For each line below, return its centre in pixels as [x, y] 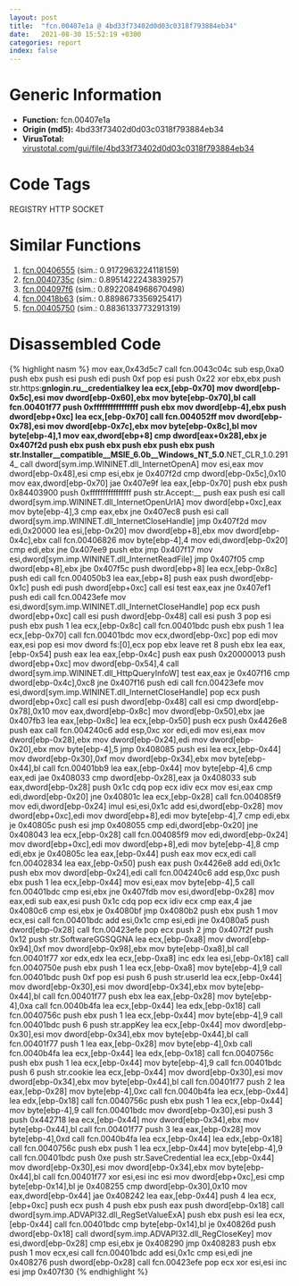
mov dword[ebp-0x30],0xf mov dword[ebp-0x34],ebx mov [118, 758]
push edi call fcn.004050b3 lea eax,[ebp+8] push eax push [119, 578]
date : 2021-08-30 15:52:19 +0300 [75, 34]
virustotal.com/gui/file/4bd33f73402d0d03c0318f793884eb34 [138, 148]
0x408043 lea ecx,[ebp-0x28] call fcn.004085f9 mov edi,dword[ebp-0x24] [149, 834]
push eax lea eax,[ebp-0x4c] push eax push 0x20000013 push [169, 654]
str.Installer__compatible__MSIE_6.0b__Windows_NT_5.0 [117, 454]
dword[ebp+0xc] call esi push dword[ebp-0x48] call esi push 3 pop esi [141, 616]
